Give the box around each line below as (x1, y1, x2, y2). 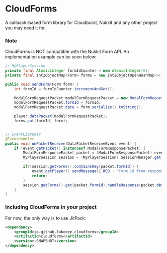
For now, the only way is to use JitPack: (5, 215, 86, 221)
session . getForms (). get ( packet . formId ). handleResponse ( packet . (23, 183, 157, 188)
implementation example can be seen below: (5, 54, 97, 60)
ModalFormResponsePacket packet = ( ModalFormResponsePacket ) (23, 150, 153, 155)
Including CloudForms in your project (5, 204, 97, 211)
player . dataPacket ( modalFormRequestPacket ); (14, 114, 108, 119)
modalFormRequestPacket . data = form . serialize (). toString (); (14, 105, 143, 110)
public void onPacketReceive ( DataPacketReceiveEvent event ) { (5, 141, 137, 146)
